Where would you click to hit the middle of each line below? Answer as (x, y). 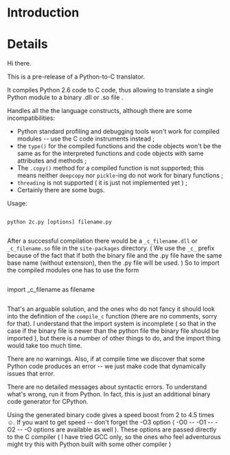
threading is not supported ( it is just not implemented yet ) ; (102, 183)
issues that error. (31, 374)
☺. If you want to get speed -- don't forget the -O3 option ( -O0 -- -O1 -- (111, 423)
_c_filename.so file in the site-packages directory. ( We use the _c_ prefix (111, 248)
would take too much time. (45, 345)
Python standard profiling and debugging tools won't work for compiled (118, 132)
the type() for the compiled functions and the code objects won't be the (119, 146)
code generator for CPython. (48, 402)
